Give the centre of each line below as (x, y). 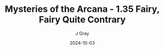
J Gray (82, 33)
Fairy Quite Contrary (82, 20)
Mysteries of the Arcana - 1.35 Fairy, (82, 9)
